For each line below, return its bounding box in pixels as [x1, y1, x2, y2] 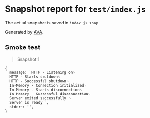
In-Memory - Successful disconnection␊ [9, 92, 91, 96]
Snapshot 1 [17, 56, 40, 62]
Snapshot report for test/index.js [5, 3, 146, 15]
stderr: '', [9, 104, 34, 109]
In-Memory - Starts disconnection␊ [9, 87, 83, 92]
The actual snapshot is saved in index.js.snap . [5, 20, 100, 25]
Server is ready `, [9, 100, 49, 105]
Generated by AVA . [5, 29, 43, 35]
